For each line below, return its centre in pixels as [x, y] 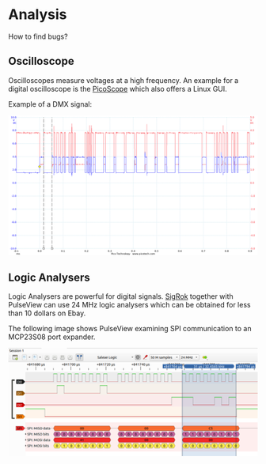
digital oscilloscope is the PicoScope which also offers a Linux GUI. [118, 89]
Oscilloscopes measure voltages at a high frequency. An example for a [123, 80]
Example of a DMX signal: [50, 104]
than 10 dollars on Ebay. [47, 313]
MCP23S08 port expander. [52, 337]
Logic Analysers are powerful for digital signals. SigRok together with [121, 296]
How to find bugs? [38, 36]
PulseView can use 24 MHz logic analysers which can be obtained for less [129, 305]
